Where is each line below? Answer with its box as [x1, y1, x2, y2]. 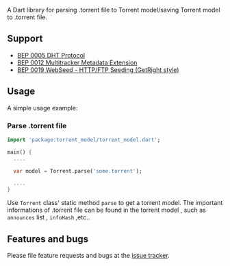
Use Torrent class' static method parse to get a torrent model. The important [7, 199, 223, 207]
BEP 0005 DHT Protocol [16, 51, 86, 59]
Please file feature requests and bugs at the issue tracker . [7, 251, 170, 259]
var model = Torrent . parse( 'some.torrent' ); [13, 167, 142, 174]
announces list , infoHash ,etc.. [7, 213, 90, 221]
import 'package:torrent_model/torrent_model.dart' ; [7, 136, 161, 143]
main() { [7, 149, 32, 156]
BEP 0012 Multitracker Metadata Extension [16, 58, 138, 66]
